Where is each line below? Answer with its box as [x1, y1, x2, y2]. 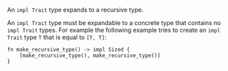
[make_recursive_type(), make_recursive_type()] [19, 52, 161, 59]
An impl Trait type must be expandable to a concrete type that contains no [7, 19, 221, 26]
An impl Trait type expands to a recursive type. [7, 6, 144, 14]
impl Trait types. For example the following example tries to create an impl [7, 26, 220, 34]
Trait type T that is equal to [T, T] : [7, 33, 107, 41]
